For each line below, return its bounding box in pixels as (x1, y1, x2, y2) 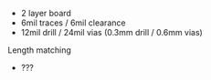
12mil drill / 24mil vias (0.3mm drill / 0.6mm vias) (20, 27, 204, 37)
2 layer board (20, 8, 71, 18)
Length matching (7, 45, 71, 55)
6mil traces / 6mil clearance (20, 17, 126, 28)
